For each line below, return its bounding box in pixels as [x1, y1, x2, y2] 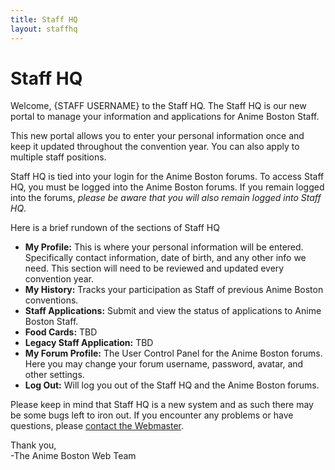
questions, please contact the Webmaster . [10, 420, 185, 432]
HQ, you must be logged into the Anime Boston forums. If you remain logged [10, 181, 325, 193]
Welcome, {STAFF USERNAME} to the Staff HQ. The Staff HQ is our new [10, 100, 307, 112]
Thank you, [10, 439, 57, 451]
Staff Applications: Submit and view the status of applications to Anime [24, 305, 322, 317]
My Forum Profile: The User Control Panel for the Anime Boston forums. [24, 347, 323, 360]
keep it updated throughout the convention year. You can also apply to [10, 141, 300, 153]
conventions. [24, 294, 79, 306]
